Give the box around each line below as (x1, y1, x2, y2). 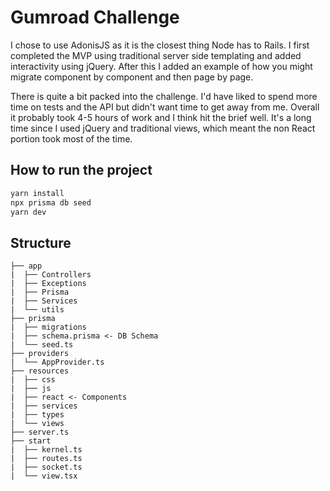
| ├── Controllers (10, 270, 92, 280)
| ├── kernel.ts (10, 445, 83, 455)
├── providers (10, 349, 70, 359)
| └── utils (10, 305, 65, 315)
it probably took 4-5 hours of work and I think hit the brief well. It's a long (10, 111, 312, 123)
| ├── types (10, 410, 65, 420)
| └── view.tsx (10, 471, 78, 481)
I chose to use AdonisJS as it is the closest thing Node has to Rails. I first (10, 39, 310, 51)
